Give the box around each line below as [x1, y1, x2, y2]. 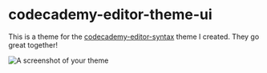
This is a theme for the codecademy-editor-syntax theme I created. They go [8, 32, 260, 41]
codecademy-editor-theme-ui [8, 6, 212, 24]
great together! [8, 40, 59, 49]
